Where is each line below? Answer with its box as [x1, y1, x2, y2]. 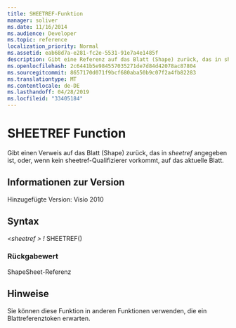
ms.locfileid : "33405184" [7, 96, 83, 103]
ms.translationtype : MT [7, 75, 77, 83]
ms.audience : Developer [7, 29, 77, 37]
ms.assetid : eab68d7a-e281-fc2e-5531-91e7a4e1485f [7, 50, 159, 57]
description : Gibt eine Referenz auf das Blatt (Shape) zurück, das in [7, 56, 221, 63]
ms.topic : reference [7, 37, 68, 44]
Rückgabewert [7, 251, 58, 261]
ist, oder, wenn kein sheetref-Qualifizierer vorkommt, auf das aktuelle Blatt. [7, 156, 225, 164]
